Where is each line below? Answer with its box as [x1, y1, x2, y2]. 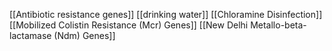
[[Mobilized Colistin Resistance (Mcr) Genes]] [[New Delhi [9, 19, 249, 31]
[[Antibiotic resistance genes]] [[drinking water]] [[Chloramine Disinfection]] [9, 9, 323, 20]
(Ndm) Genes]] [53, 30, 116, 41]
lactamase [9, 30, 52, 41]
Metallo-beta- [250, 19, 307, 31]
